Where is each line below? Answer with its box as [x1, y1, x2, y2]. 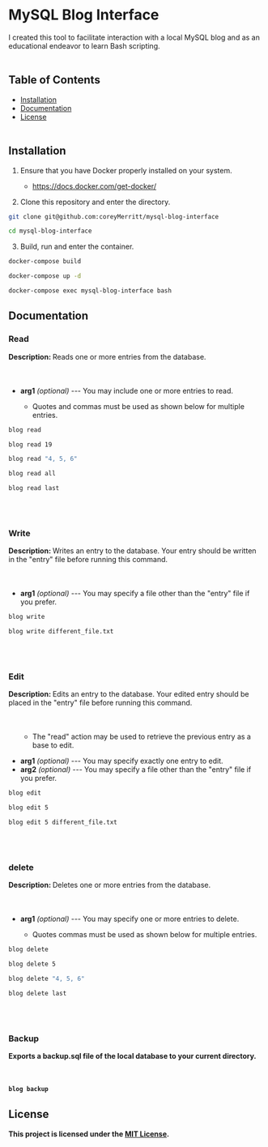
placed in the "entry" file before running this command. [8, 698, 193, 708]
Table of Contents [8, 73, 101, 87]
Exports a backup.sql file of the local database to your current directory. [8, 1051, 257, 1061]
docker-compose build [8, 258, 82, 266]
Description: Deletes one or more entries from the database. [8, 881, 211, 890]
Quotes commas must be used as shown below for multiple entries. [32, 930, 257, 940]
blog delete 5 [8, 960, 57, 969]
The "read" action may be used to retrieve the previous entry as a [32, 731, 251, 742]
